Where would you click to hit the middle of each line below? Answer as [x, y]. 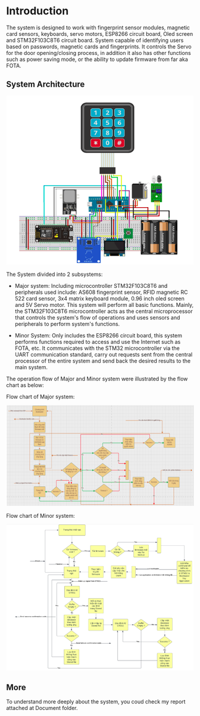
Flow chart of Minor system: [41, 516]
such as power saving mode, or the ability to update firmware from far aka [97, 59]
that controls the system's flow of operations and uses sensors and [97, 318]
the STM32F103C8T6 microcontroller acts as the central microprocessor [104, 311]
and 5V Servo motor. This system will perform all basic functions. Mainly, [104, 305]
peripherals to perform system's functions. [67, 324]
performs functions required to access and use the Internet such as [98, 342]
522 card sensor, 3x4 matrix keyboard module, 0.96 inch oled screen [99, 299]
